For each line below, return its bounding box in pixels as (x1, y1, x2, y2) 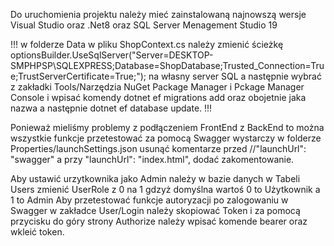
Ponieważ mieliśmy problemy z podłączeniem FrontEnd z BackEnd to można (10, 122, 325, 133)
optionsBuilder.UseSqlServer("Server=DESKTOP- (10, 49, 214, 61)
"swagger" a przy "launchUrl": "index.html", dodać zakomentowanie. (10, 154, 295, 165)
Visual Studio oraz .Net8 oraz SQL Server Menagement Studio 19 (10, 19, 278, 31)
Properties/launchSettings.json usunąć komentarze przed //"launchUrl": (10, 143, 307, 154)
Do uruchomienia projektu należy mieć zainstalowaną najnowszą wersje (10, 9, 307, 20)
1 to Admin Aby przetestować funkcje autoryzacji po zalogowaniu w (10, 194, 289, 206)
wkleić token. (10, 226, 65, 238)
